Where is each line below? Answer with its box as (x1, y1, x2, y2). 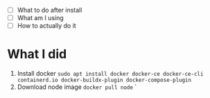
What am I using (17, 14, 64, 22)
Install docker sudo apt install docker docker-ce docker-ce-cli (17, 70, 204, 78)
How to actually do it (17, 22, 76, 30)
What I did (7, 47, 67, 62)
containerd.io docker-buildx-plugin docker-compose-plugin (17, 76, 192, 84)
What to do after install (17, 6, 82, 14)
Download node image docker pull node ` (17, 83, 137, 91)
